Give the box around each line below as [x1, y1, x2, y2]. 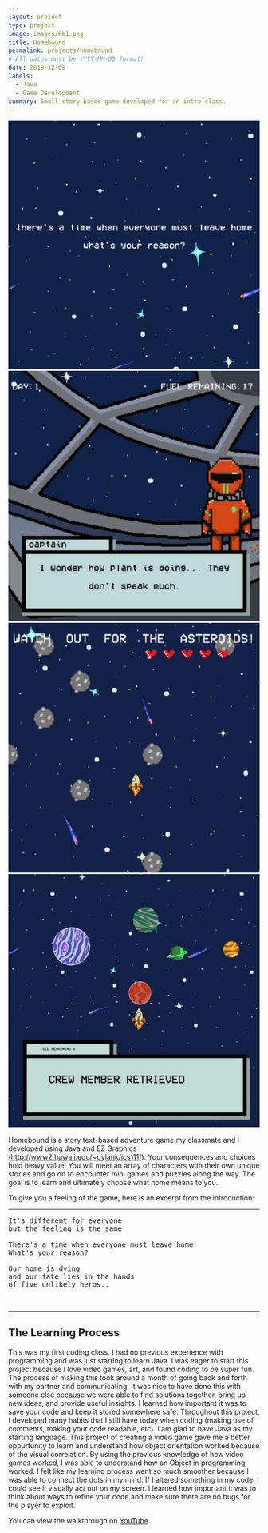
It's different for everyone [8, 1216, 122, 1225]
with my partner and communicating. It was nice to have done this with [8, 1381, 241, 1391]
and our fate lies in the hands [8, 1272, 135, 1281]
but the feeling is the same [8, 1224, 122, 1233]
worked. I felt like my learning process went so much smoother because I [8, 1466, 249, 1475]
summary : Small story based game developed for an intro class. [8, 97, 227, 106]
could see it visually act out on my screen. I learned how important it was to [8, 1483, 257, 1493]
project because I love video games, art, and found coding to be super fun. [8, 1364, 254, 1374]
